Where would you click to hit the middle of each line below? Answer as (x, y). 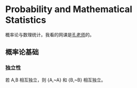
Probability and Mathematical (69, 9)
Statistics (26, 20)
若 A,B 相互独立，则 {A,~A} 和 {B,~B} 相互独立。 (56, 80)
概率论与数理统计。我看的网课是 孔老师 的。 (50, 34)
